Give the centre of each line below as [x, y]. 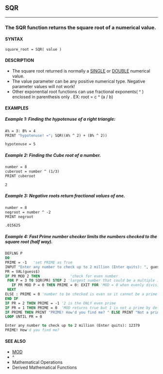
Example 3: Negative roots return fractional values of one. [65, 196]
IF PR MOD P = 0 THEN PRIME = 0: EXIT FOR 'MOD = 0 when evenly [78, 285]
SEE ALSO [15, 341]
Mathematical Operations [37, 362]
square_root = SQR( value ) [33, 49]
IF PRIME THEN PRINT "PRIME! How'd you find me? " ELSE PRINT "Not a [77, 312]
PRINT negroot [19, 217]
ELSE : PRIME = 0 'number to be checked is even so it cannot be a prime [81, 294]
